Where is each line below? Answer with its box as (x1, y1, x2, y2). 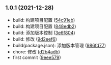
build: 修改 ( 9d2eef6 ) (12, 36, 58, 42)
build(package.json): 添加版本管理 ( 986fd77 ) (12, 42, 106, 48)
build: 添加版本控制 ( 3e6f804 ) (12, 29, 75, 36)
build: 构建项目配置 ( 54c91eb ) (12, 17, 75, 23)
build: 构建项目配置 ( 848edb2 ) (12, 23, 76, 29)
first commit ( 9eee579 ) (12, 54, 61, 60)
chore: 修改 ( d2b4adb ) (12, 48, 60, 55)
